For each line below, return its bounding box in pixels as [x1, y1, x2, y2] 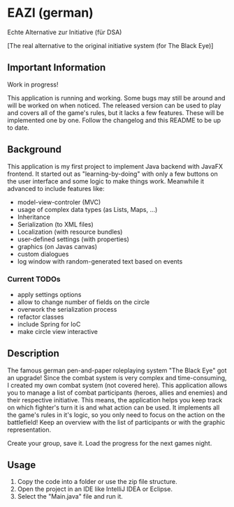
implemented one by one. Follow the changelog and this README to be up [7, 116, 221, 124]
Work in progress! [7, 80, 59, 89]
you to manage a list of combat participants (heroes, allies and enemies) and [7, 388, 228, 397]
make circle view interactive [17, 327, 98, 335]
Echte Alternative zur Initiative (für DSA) [7, 28, 122, 36]
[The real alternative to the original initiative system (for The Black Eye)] [7, 41, 214, 50]
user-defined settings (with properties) [17, 235, 129, 243]
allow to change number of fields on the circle [17, 298, 150, 306]
